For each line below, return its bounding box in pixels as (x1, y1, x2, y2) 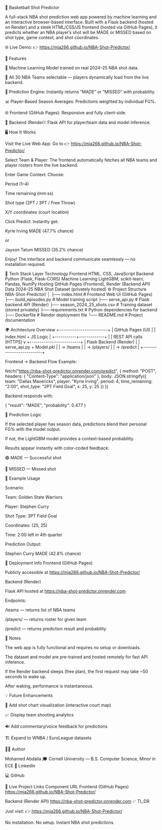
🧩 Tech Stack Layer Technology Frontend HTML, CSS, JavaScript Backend (5, 271, 154, 277)
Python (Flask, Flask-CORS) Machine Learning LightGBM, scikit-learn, (5, 276, 144, 281)
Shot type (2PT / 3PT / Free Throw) (5, 200, 75, 206)
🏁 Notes (5, 635, 21, 641)
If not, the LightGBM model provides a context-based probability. (5, 436, 134, 441)
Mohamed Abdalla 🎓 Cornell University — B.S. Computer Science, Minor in (5, 756, 156, 762)
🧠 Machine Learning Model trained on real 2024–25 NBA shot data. (5, 65, 139, 70)
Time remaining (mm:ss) (5, 191, 54, 196)
